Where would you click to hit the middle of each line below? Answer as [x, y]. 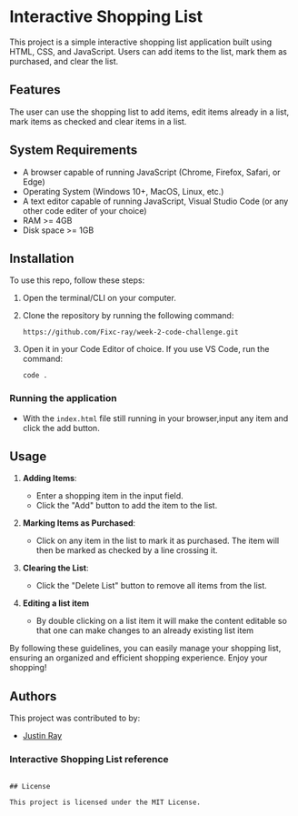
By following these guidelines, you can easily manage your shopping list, [145, 649]
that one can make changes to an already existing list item [145, 630]
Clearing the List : [55, 568]
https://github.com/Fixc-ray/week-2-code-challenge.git [130, 332]
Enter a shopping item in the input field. [109, 496]
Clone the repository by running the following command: [128, 316]
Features [35, 90]
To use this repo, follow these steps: [77, 280]
